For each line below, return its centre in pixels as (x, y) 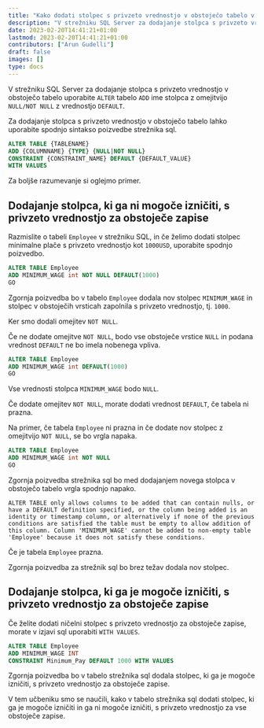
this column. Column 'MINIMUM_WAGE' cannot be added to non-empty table (130, 530)
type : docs (26, 67)
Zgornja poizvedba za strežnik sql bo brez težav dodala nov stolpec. (119, 567)
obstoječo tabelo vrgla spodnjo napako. (72, 488)
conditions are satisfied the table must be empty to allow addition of (130, 523)
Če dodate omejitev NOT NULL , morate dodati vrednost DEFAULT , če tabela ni (128, 404)
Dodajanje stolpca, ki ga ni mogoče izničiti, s (119, 205)
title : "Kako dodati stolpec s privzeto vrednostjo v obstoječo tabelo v (132, 15)
